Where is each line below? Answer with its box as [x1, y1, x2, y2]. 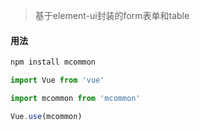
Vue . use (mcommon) [10, 111, 83, 121]
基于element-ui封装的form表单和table [34, 10, 190, 21]
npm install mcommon [10, 57, 97, 68]
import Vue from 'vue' [10, 75, 105, 86]
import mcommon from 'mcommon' [10, 93, 141, 103]
